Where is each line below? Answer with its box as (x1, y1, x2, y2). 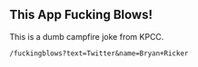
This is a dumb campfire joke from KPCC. (9, 31, 164, 42)
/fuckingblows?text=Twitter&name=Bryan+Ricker (9, 49, 189, 58)
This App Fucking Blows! (9, 7, 153, 23)
